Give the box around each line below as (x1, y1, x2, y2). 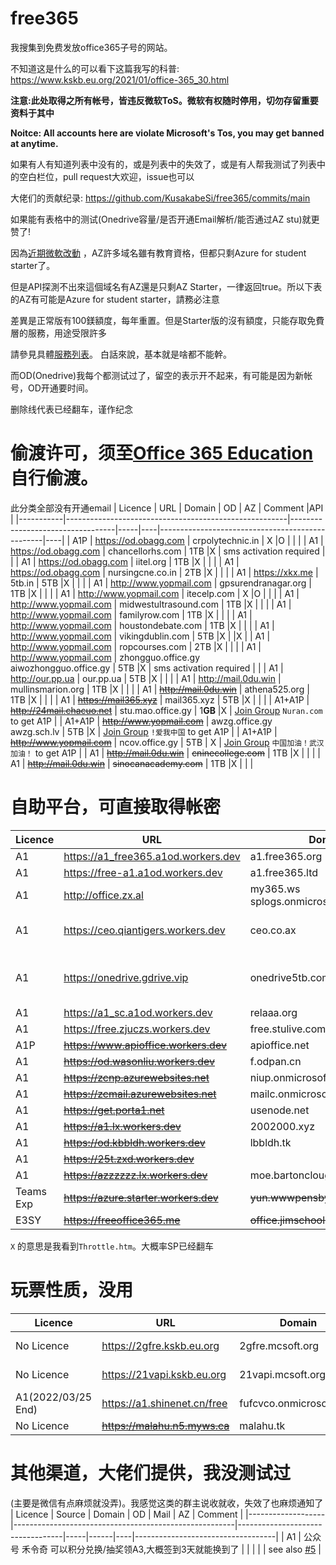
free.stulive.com (249, 1022, 327, 1036)
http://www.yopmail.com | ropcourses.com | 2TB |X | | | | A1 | (10, 640, 262, 652)
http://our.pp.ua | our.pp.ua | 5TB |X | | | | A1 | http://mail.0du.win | (10, 672, 282, 684)
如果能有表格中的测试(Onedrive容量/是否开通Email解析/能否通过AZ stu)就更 (10, 213, 320, 225)
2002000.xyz (249, 1119, 316, 1133)
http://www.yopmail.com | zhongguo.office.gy (10, 651, 201, 663)
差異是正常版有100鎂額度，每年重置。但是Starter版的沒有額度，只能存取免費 (10, 314, 325, 326)
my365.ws (249, 882, 301, 896)
